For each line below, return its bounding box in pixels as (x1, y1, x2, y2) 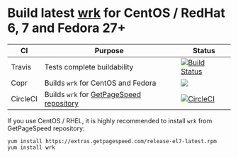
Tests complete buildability (44, 62, 134, 72)
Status (192, 45, 216, 55)
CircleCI (11, 94, 38, 103)
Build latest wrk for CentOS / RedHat (7, 5, 225, 21)
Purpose (94, 45, 124, 55)
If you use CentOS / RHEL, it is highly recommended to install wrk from (7, 116, 212, 125)
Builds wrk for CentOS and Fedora (44, 78, 157, 88)
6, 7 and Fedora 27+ (7, 20, 126, 36)
